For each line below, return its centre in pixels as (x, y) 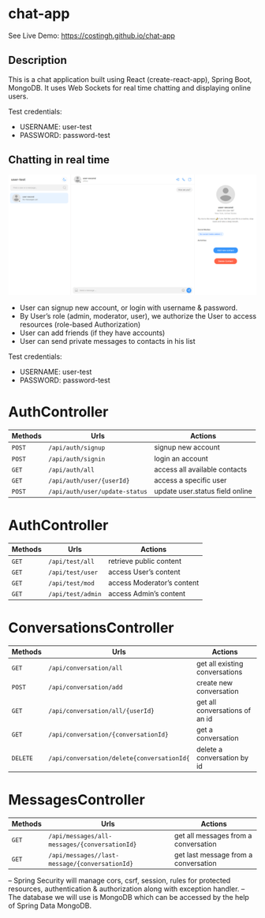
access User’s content (144, 572)
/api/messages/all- (80, 836)
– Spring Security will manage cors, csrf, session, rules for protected (119, 881)
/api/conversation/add (86, 688)
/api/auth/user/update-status (98, 492)
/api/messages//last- (84, 855)
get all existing (220, 663)
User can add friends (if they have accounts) (92, 333)
